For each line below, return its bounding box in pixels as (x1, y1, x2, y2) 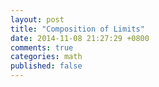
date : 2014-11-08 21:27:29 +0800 (10, 33, 150, 43)
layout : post (10, 14, 65, 25)
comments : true (10, 42, 74, 53)
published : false (10, 61, 83, 71)
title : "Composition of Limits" (10, 24, 145, 34)
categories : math (10, 52, 83, 62)
